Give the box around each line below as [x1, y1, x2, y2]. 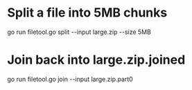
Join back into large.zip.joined [7, 52, 186, 68]
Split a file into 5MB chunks [7, 5, 168, 21]
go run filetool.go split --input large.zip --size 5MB [7, 28, 151, 36]
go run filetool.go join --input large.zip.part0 [7, 75, 133, 83]
